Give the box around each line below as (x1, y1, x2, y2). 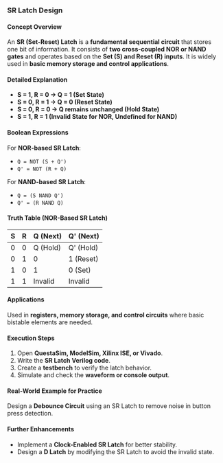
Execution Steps (7, 334, 55, 342)
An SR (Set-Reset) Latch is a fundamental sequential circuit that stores (7, 38, 211, 46)
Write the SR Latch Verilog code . (16, 357, 111, 365)
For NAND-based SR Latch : (7, 177, 86, 185)
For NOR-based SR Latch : (7, 144, 81, 152)
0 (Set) (68, 265, 91, 275)
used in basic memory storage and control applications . (7, 60, 169, 68)
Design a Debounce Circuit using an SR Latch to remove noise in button (7, 402, 211, 410)
